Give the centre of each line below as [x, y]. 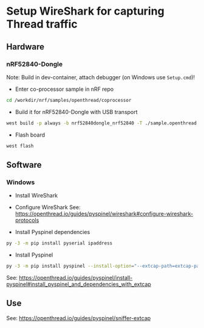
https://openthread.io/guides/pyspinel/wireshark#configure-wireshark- [104, 214]
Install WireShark [36, 196]
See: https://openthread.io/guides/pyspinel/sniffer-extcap [79, 318]
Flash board [30, 135]
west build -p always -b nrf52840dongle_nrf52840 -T [74, 123]
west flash [20, 146]
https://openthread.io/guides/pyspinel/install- [76, 277]
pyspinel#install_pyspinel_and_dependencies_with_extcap [79, 284]
